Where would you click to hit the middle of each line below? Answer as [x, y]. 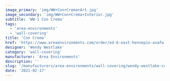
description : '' [22, 61]
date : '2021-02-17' [26, 71]
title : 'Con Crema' [26, 38]
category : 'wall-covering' [34, 52]
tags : [11, 24]
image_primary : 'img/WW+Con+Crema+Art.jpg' [52, 10]
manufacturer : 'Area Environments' [43, 57]
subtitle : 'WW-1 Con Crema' [35, 19]
